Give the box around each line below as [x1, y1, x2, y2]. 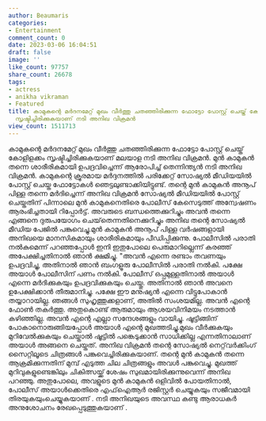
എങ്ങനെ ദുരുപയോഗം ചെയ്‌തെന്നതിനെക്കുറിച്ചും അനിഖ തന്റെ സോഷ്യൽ [8, 215, 245, 224]
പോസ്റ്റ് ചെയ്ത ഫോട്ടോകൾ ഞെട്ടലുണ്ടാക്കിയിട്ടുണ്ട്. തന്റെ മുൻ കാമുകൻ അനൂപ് [8, 179, 256, 189]
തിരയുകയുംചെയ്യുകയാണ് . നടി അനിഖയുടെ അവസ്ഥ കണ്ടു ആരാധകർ [8, 393, 237, 403]
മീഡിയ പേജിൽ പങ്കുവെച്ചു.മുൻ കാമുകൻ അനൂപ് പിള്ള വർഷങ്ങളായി [8, 224, 225, 234]
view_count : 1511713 [8, 122, 77, 130]
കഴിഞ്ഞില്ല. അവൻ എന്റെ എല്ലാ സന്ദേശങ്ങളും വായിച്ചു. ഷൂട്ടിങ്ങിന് [8, 313, 218, 323]
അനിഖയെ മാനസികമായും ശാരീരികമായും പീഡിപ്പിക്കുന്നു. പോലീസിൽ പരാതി [8, 233, 256, 243]
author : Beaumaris [8, 11, 69, 20]
